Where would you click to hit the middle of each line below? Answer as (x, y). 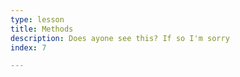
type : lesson (37, 19)
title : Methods (42, 29)
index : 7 (28, 47)
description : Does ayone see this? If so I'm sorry (120, 38)
